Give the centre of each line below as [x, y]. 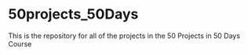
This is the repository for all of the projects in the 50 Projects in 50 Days [124, 36]
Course [20, 43]
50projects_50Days [73, 14]
